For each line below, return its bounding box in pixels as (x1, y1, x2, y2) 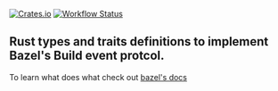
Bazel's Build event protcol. (9, 48, 165, 63)
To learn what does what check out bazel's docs (9, 71, 187, 82)
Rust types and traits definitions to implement (9, 34, 269, 49)
